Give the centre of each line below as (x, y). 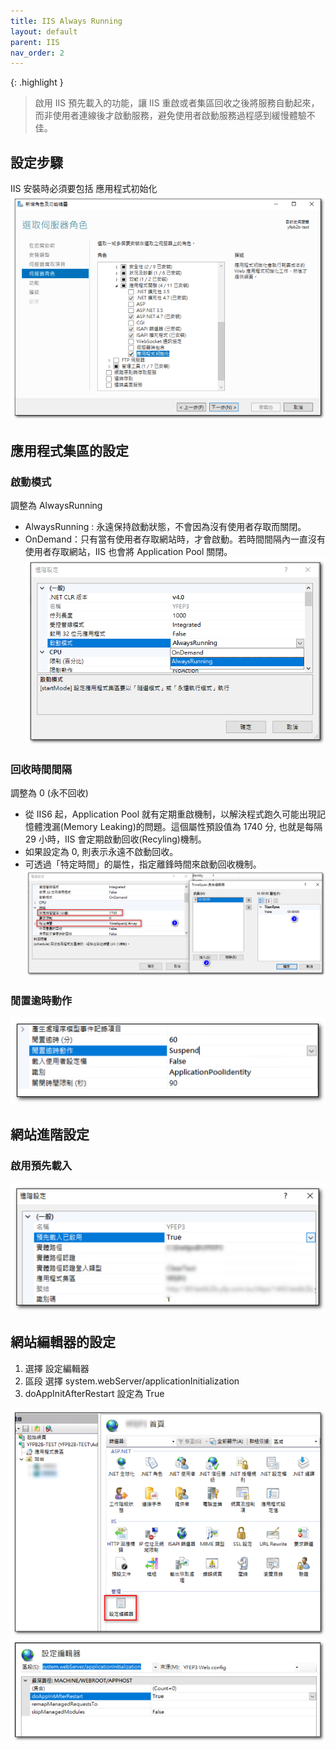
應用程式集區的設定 (69, 450)
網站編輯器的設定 (63, 1342)
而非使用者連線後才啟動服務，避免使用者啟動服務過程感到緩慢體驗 (170, 116)
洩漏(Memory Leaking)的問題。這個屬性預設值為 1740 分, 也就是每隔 (182, 827)
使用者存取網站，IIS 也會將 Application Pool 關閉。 (128, 551)
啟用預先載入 (41, 1165)
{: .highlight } (37, 82)
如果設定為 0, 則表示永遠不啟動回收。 (101, 852)
